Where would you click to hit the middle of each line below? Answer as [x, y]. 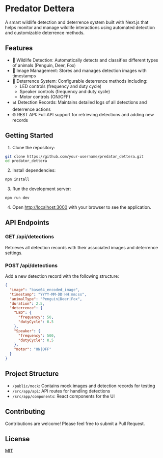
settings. [14, 253]
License [17, 439]
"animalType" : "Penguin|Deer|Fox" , [46, 299]
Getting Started [29, 136]
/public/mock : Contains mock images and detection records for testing [84, 386]
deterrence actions [31, 109]
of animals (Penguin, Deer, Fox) [44, 65]
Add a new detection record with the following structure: [62, 276]
